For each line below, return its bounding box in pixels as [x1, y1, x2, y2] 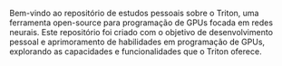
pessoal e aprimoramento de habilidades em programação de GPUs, [9, 36, 266, 47]
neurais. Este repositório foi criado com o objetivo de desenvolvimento [9, 27, 274, 37]
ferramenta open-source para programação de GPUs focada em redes [9, 17, 274, 28]
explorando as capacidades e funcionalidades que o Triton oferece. [9, 46, 262, 57]
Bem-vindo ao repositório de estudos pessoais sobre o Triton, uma [9, 8, 259, 18]
